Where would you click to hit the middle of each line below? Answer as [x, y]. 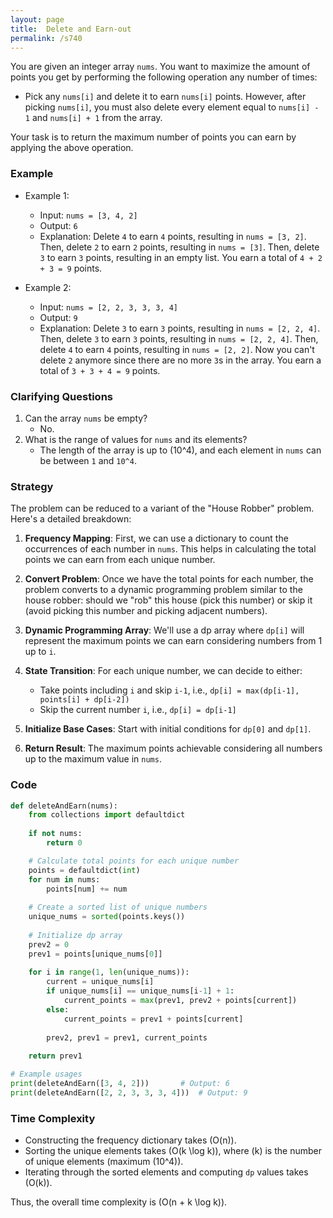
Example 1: [47, 195]
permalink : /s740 [46, 38]
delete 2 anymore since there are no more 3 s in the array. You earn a [180, 360]
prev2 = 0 [49, 944]
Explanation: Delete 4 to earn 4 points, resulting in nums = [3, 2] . [173, 236]
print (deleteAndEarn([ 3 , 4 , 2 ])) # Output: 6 [120, 1084]
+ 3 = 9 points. [71, 268]
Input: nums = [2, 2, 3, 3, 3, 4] [109, 307]
